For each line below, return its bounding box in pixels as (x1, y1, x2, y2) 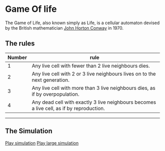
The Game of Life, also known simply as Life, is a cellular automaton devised (5, 20, 160, 26)
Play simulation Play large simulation (5, 140, 79, 146)
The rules (5, 39, 35, 48)
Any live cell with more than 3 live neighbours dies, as (31, 84, 156, 91)
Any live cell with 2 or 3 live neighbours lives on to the (31, 70, 156, 77)
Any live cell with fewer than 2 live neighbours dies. (31, 62, 150, 69)
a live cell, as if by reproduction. (31, 105, 105, 112)
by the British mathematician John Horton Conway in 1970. (5, 25, 124, 31)
